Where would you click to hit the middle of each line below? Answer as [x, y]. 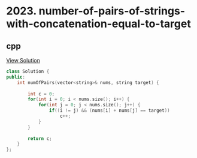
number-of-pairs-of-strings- [112, 11]
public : [16, 77]
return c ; [40, 138]
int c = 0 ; [41, 94]
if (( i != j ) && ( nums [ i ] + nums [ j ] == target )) [109, 111]
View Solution [23, 60]
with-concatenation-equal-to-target [99, 24]
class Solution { [28, 71]
